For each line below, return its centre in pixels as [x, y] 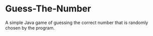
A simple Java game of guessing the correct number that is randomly [77, 22]
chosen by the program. [30, 27]
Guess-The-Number [48, 9]
